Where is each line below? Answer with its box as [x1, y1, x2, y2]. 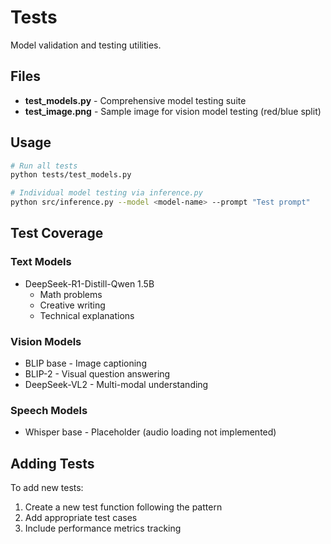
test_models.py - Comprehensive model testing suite [24, 94, 247, 106]
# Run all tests [10, 161, 78, 171]
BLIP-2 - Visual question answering [24, 368, 171, 380]
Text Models [10, 255, 72, 269]
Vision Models [10, 334, 82, 348]
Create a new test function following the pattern [24, 501, 223, 513]
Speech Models [10, 403, 88, 417]
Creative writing [39, 299, 106, 311]
